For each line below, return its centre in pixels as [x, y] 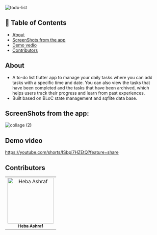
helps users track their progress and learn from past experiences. [78, 93]
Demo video [24, 140]
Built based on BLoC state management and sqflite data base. [75, 98]
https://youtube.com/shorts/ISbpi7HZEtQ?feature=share [62, 152]
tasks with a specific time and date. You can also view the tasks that [81, 83]
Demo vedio [24, 45]
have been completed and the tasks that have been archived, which [81, 87]
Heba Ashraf [30, 226]
